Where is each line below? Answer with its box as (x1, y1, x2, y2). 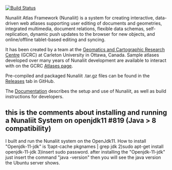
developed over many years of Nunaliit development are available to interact (5, 57, 167, 63)
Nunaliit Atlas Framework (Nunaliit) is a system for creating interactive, (5, 15, 155, 20)
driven (5, 20, 19, 26)
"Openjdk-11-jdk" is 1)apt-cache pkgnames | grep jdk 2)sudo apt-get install (5, 143, 164, 150)
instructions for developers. (5, 94, 64, 99)
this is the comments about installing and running (5, 108, 167, 117)
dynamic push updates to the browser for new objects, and (30, 31, 155, 37)
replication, (5, 31, 29, 37)
